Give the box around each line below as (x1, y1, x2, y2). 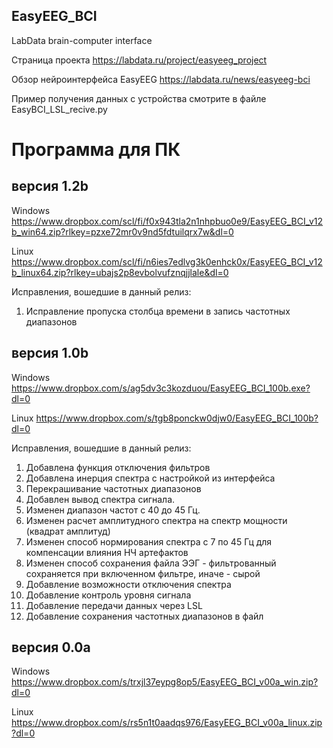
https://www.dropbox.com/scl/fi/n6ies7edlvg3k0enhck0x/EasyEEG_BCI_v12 (11, 255, 323, 268)
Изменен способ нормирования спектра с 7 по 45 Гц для (25, 535, 273, 548)
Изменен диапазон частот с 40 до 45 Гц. (25, 504, 201, 516)
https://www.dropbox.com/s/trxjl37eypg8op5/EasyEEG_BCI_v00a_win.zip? (11, 676, 319, 688)
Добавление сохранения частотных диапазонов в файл (25, 610, 264, 622)
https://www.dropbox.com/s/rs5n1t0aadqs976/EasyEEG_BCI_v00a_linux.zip (11, 717, 323, 729)
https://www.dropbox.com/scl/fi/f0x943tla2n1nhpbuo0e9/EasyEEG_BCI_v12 (11, 215, 324, 227)
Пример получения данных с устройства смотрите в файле (11, 92, 267, 104)
